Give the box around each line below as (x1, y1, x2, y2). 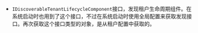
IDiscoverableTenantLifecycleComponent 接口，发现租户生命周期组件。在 (11, 5, 192, 12)
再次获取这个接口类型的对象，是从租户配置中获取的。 (22, 20, 155, 27)
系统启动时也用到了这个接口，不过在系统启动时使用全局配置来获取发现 (11, 13, 187, 20)
